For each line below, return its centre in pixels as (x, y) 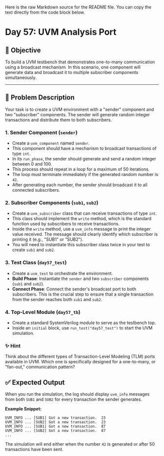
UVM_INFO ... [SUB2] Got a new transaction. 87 (55, 431)
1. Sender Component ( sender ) (41, 132)
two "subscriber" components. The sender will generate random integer (78, 114)
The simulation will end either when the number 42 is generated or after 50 (80, 444)
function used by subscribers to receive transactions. (66, 224)
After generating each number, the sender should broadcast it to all (80, 185)
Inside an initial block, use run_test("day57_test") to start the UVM (82, 328)
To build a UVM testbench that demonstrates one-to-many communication (80, 62)
